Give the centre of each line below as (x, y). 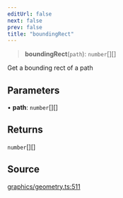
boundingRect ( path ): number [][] (70, 54)
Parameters (34, 90)
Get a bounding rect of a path (50, 68)
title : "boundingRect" (41, 34)
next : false (25, 21)
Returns (25, 130)
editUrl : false (30, 14)
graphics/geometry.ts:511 (44, 187)
